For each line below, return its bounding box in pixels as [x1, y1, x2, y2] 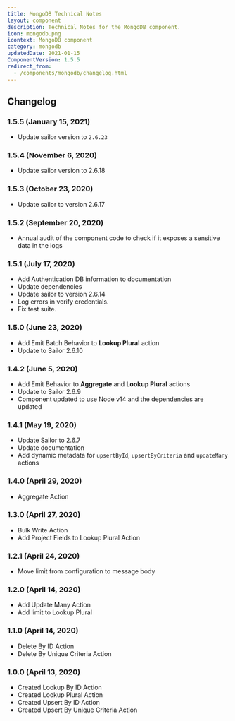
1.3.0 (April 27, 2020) [7, 510, 81, 520]
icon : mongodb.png [7, 30, 61, 37]
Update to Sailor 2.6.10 [17, 346, 83, 354]
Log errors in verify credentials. [17, 297, 109, 306]
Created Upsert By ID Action [17, 698, 100, 707]
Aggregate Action [17, 492, 69, 501]
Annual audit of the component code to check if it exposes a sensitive [17, 234, 220, 242]
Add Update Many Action [17, 601, 91, 609]
